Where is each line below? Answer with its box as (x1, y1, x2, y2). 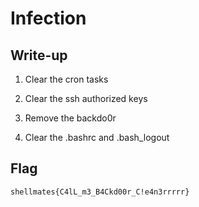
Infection (10, 7, 87, 30)
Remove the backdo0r (24, 112, 117, 124)
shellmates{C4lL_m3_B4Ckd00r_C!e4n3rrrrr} (10, 187, 190, 197)
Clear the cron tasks (24, 73, 109, 85)
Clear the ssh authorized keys (24, 93, 148, 104)
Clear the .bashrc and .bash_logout (24, 132, 170, 143)
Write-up (10, 47, 68, 64)
